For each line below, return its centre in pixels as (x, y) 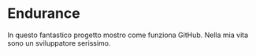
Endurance (44, 14)
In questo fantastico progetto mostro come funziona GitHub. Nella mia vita (128, 35)
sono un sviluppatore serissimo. (59, 43)
